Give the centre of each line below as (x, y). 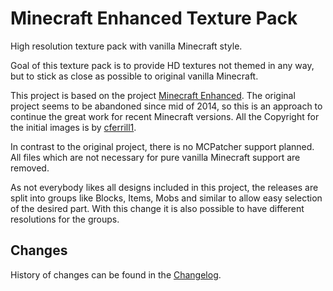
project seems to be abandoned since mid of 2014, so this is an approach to (166, 106)
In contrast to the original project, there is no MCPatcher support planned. (162, 146)
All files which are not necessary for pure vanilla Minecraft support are (155, 157)
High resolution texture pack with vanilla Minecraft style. (126, 46)
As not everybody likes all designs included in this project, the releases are (164, 187)
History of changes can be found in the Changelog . (116, 274)
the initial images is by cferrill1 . (73, 127)
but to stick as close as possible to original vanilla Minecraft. (134, 76)
